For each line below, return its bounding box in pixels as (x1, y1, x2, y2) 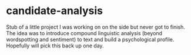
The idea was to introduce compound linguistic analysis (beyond (6, 29, 163, 36)
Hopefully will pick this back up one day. (6, 42, 104, 49)
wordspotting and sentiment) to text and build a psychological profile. (6, 36, 175, 43)
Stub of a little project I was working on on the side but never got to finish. (6, 23, 185, 30)
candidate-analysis (6, 4, 103, 18)
